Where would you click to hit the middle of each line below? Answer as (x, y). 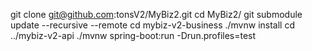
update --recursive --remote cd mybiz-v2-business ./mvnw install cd (152, 25)
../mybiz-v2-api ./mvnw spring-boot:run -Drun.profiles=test (133, 35)
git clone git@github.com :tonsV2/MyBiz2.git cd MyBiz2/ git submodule (156, 14)
